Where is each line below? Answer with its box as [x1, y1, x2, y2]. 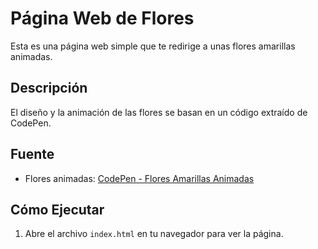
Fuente [10, 146, 55, 163]
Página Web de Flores [10, 7, 195, 30]
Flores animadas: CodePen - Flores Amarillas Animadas [24, 172, 255, 184]
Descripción [10, 80, 88, 97]
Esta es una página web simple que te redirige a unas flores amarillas [10, 40, 296, 52]
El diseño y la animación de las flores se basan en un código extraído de [10, 106, 308, 118]
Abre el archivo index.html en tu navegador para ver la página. [24, 228, 284, 240]
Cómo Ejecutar [10, 201, 105, 218]
